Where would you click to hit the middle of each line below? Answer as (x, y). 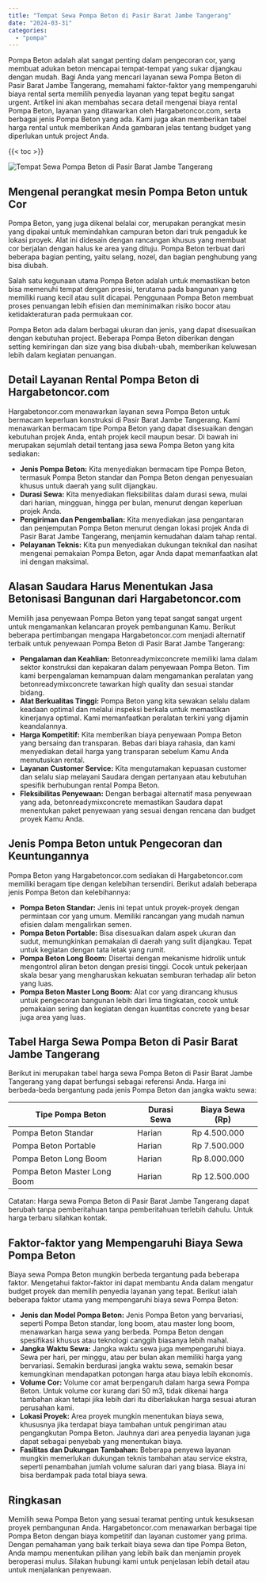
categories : (28, 30)
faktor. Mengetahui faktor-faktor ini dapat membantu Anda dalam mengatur (131, 1283)
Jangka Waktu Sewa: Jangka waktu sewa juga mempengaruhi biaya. (133, 1349)
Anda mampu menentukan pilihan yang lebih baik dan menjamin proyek (125, 1553)
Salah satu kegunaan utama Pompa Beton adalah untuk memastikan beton (129, 281)
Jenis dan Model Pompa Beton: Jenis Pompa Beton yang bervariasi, (131, 1315)
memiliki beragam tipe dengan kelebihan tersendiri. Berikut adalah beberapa (133, 883)
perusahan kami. (47, 1408)
